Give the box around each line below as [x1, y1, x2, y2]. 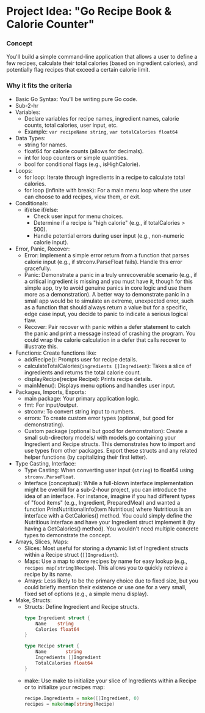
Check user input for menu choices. [33, 213, 124, 220]
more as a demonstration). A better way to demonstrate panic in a [24, 290, 190, 298]
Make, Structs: [15, 596, 52, 604]
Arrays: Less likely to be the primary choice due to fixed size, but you [24, 577, 198, 584]
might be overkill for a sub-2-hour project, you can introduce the [24, 486, 187, 493]
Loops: [15, 167, 33, 174]
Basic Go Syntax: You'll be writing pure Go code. [15, 95, 138, 102]
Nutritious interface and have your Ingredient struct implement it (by [24, 518, 196, 526]
